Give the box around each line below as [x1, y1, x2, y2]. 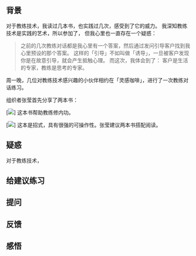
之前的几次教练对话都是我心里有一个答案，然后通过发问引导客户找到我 [20, 42, 191, 49]
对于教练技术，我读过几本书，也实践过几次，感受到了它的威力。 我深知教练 [6, 22, 188, 29]
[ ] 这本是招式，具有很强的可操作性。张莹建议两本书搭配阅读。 [6, 121, 161, 128]
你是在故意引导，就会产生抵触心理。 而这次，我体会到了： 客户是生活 [20, 56, 188, 63]
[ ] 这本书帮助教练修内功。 [6, 109, 75, 116]
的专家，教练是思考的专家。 [20, 64, 88, 71]
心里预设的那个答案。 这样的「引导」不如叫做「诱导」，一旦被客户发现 [20, 49, 190, 56]
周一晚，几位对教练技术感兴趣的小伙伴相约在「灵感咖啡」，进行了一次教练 [6, 76, 184, 83]
